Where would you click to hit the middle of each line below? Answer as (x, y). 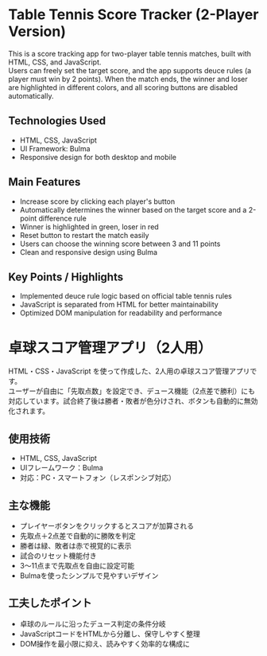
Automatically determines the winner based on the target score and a (133, 209)
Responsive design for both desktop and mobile (98, 157)
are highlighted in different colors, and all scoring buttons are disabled (123, 87)
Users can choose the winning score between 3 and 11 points (120, 244)
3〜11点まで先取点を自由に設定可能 (77, 565)
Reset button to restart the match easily (84, 235)
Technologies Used (57, 121)
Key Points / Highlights (66, 277)
